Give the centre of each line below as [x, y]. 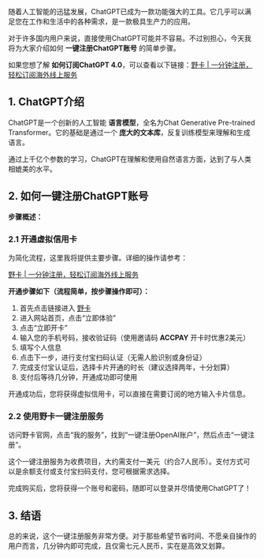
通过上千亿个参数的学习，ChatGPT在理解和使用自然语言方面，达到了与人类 [130, 159]
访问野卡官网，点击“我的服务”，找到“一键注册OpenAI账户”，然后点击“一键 [128, 435]
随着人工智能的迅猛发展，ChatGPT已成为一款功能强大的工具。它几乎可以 [126, 11]
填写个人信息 [40, 347]
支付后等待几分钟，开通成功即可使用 [78, 376]
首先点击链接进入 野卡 [55, 308]
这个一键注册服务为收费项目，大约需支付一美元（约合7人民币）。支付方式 [126, 462]
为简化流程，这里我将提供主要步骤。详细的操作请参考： [98, 257]
